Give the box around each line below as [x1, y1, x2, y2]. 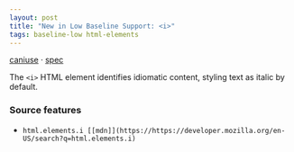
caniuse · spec [9, 55, 64, 66]
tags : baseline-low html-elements [9, 30, 140, 39]
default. [9, 82, 39, 93]
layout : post [9, 13, 59, 22]
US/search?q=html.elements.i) [22, 134, 137, 143]
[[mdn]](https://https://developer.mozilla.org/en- [87, 126, 286, 135]
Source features [9, 104, 82, 117]
